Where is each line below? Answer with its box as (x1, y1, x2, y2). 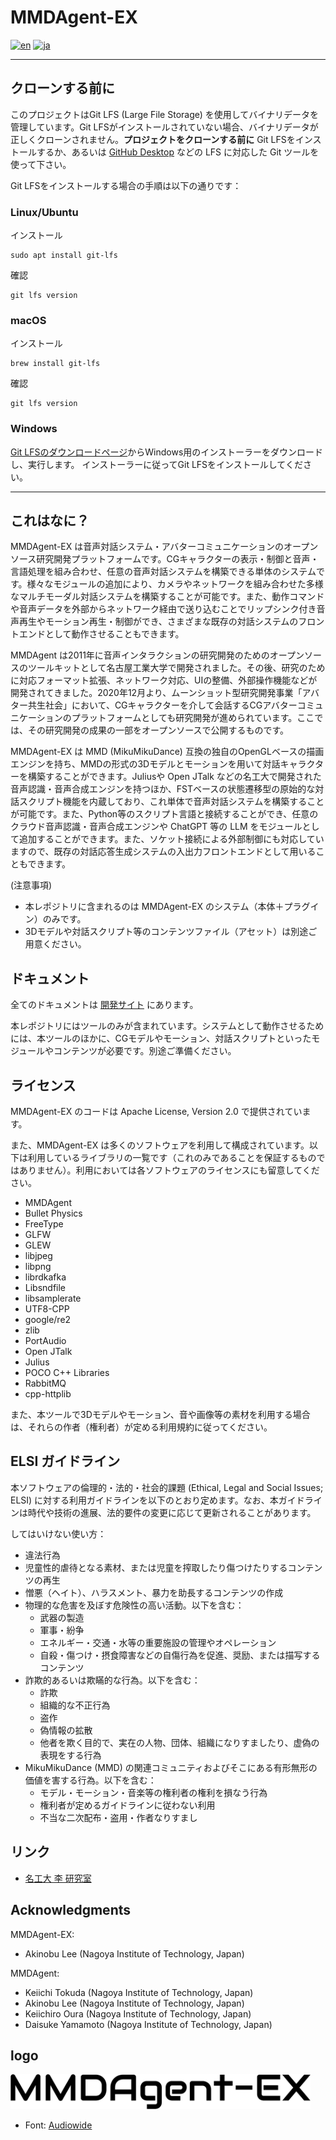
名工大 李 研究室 (24, 1872, 92, 1884)
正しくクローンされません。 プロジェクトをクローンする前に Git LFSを (10, 133, 296, 145)
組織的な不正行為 (39, 1699, 111, 1711)
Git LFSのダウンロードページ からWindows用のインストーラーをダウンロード (10, 446, 323, 458)
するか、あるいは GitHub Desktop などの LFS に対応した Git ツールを (36, 146, 320, 158)
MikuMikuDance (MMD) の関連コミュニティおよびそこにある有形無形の (24, 1761, 318, 1773)
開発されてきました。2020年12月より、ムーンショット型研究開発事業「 (10, 687, 303, 699)
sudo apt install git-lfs (10, 251, 118, 261)
